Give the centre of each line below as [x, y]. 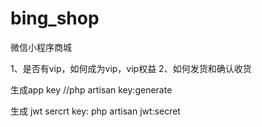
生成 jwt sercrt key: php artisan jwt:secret [95, 111]
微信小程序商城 [41, 47]
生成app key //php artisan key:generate [91, 89]
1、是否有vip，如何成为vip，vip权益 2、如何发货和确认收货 [131, 68]
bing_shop [55, 18]
